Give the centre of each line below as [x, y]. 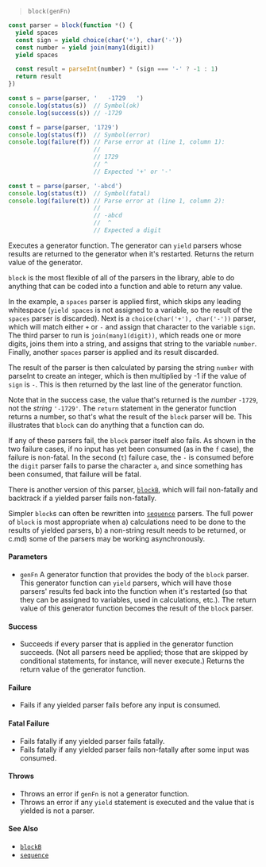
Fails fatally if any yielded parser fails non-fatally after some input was [135, 749]
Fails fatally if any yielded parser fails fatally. [92, 741]
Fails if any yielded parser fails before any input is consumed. [120, 705]
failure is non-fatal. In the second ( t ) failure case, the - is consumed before [131, 457]
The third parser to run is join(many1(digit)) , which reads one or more [125, 335]
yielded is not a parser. [57, 811]
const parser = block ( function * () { [71, 25]
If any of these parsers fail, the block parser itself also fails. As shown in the [132, 440]
